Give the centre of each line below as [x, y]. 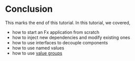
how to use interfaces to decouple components [60, 42]
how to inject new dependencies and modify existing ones [71, 37]
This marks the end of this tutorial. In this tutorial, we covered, [68, 23]
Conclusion [29, 9]
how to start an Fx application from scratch [56, 32]
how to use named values [38, 48]
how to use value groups [37, 53]
